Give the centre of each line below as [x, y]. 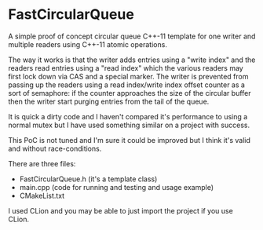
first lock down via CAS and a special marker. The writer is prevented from [128, 76]
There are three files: [42, 163]
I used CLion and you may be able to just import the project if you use [121, 210]
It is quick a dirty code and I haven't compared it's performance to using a [128, 116]
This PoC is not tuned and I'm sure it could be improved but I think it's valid [130, 140]
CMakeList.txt [42, 195]
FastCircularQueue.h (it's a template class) [88, 179]
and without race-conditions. [55, 148]
